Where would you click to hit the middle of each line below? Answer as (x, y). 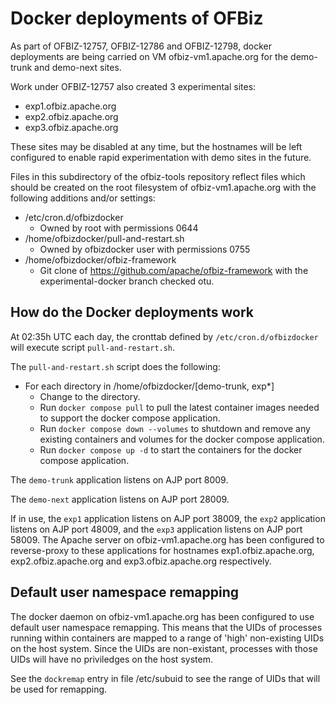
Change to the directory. (90, 396)
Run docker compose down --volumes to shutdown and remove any (175, 428)
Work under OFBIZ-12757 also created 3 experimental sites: (133, 86)
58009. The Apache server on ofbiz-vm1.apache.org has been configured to (167, 539)
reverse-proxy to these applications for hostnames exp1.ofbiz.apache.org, (162, 550)
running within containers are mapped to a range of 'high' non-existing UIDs (167, 638)
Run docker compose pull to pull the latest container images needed (179, 407)
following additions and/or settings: (83, 198)
